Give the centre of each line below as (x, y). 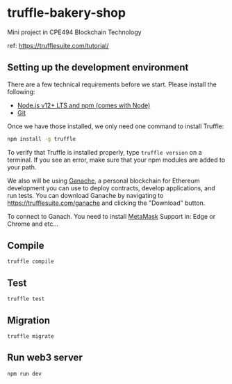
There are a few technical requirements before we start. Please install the (112, 84)
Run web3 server (45, 358)
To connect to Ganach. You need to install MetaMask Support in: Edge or (111, 216)
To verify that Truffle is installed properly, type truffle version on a (105, 152)
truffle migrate (31, 337)
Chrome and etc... (33, 224)
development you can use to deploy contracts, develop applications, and (111, 188)
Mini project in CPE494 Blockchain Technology (74, 32)
